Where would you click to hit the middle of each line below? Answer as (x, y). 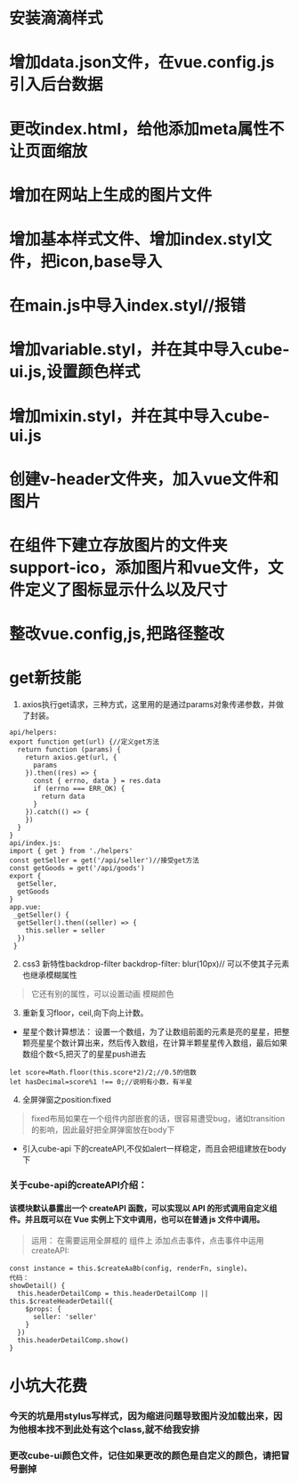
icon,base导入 (109, 261)
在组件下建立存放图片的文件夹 (119, 545)
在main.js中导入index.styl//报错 (128, 306)
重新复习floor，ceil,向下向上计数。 (85, 1013)
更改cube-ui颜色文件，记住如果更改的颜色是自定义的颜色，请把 (145, 1455)
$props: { (44, 1309)
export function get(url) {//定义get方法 (85, 742)
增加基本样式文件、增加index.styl (133, 239)
